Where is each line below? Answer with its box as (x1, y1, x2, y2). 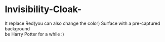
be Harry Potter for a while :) (5, 31, 64, 37)
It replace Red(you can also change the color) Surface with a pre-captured (5, 20, 160, 26)
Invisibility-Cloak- (5, 4, 82, 15)
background (5, 25, 30, 31)
